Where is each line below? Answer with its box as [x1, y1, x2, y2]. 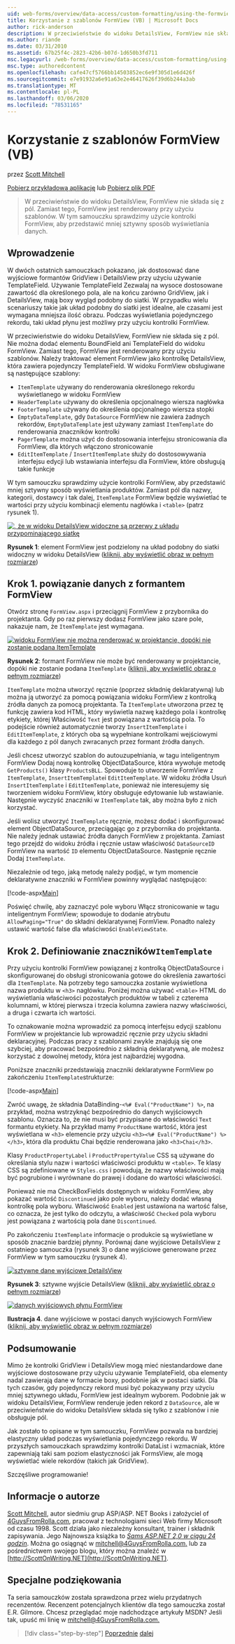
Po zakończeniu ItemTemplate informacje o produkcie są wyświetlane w [7, 1231, 213, 1239]
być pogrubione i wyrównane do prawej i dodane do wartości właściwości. [7, 1173, 222, 1182]
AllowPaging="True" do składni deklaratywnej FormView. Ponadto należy [7, 917, 215, 926]
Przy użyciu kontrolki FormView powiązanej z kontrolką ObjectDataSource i [7, 964, 224, 973]
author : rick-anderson [7, 23, 73, 30]
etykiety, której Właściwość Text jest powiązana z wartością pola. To [7, 715, 205, 723]
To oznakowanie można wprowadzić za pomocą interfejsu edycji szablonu [7, 1022, 222, 1031]
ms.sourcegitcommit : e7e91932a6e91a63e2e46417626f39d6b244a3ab [7, 75, 196, 83]
